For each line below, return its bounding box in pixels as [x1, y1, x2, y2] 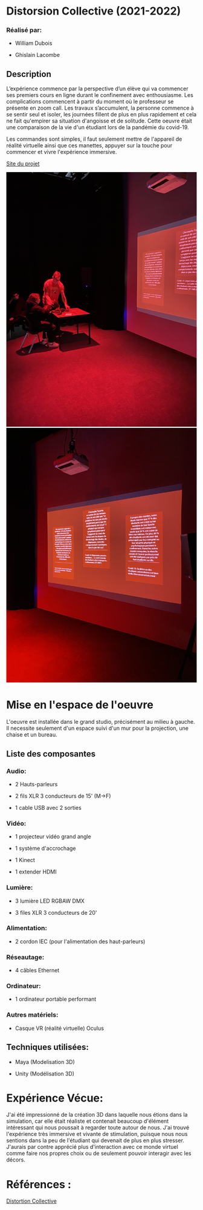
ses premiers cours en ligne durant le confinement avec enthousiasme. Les [6, 92, 193, 99]
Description [6, 69, 51, 79]
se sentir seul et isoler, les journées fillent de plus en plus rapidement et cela [6, 111, 197, 118]
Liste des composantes [6, 749, 96, 759]
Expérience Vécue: [6, 1091, 104, 1105]
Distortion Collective [6, 1197, 57, 1205]
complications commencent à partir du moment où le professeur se [6, 98, 174, 105]
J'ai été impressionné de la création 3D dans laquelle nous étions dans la [6, 1111, 188, 1118]
